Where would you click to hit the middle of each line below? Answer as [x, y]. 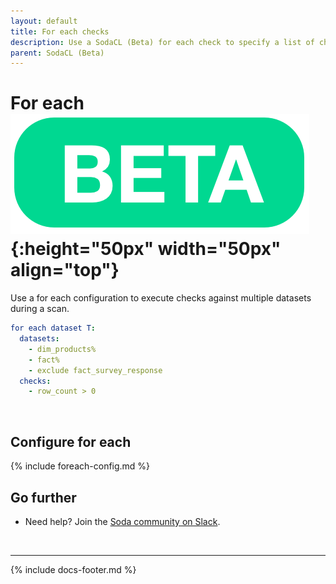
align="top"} [65, 270]
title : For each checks [60, 31]
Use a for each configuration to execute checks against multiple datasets [161, 298]
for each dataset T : [53, 328]
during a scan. [40, 309]
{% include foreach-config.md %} [80, 466]
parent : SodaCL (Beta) [57, 53]
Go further [43, 497]
